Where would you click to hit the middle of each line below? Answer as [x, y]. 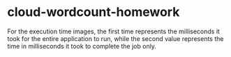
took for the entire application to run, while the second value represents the [115, 38]
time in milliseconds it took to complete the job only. [82, 46]
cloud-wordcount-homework [94, 12]
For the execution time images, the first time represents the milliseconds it [113, 31]
